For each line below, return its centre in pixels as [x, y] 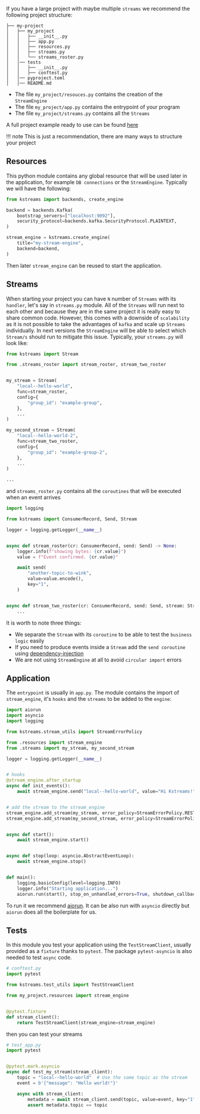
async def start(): [30, 834]
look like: [17, 343]
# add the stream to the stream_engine [56, 807]
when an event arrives [33, 498]
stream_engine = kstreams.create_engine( [58, 238]
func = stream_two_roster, [48, 441]
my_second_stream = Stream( [41, 430]
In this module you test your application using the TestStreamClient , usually [99, 945]
